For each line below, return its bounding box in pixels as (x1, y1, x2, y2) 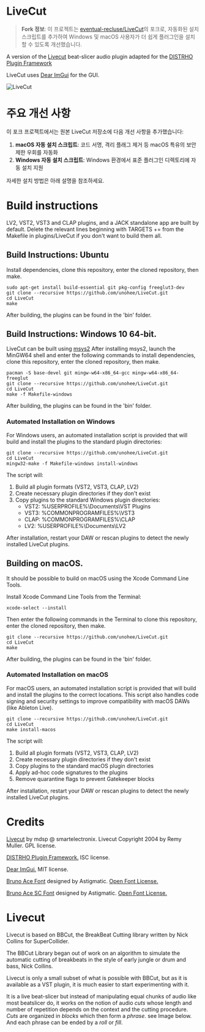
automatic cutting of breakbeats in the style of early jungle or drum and (6, 955, 187, 963)
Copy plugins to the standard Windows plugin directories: (15, 496, 160, 503)
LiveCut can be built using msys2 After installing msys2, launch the (6, 345, 176, 353)
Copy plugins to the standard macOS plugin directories (15, 762, 154, 769)
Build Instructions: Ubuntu (6, 250, 109, 260)
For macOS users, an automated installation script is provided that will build (6, 684, 196, 691)
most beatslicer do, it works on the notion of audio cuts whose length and (6, 999, 192, 1006)
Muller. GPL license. (6, 842, 57, 849)
